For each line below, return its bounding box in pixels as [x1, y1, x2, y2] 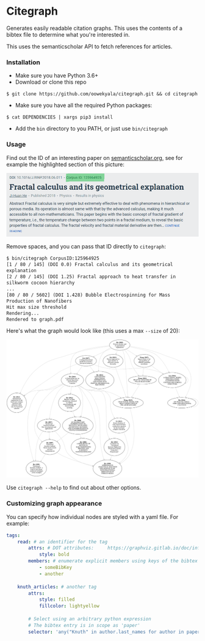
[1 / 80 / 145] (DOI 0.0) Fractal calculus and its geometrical [6, 261, 173, 267]
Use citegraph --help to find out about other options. [6, 484, 142, 491]
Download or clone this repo [15, 78, 87, 86]
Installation [6, 58, 41, 67]
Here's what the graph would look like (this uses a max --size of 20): [6, 327, 180, 334]
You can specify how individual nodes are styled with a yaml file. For [6, 513, 179, 520]
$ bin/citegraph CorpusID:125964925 [6, 255, 99, 261]
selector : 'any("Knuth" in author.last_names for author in [28, 629, 184, 635]
